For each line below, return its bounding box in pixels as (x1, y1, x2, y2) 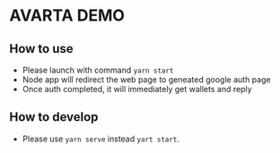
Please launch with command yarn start (22, 64, 174, 75)
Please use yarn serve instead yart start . (22, 133, 179, 144)
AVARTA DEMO (9, 5, 126, 26)
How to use (9, 41, 74, 56)
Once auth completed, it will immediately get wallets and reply (22, 84, 253, 94)
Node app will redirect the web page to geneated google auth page (22, 74, 271, 85)
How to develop (9, 109, 99, 125)
